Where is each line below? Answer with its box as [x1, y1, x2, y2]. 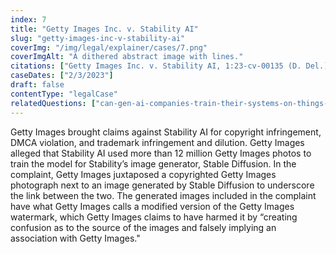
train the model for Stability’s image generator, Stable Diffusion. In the [10, 157, 297, 170]
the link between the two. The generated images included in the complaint [10, 189, 317, 201]
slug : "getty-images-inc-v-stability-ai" [10, 33, 186, 43]
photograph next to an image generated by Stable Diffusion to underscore [10, 179, 315, 191]
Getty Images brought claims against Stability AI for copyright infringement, [10, 126, 322, 138]
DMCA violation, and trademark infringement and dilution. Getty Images [10, 136, 305, 148]
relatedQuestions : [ [10, 98, 97, 108]
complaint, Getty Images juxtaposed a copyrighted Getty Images [10, 168, 277, 180]
